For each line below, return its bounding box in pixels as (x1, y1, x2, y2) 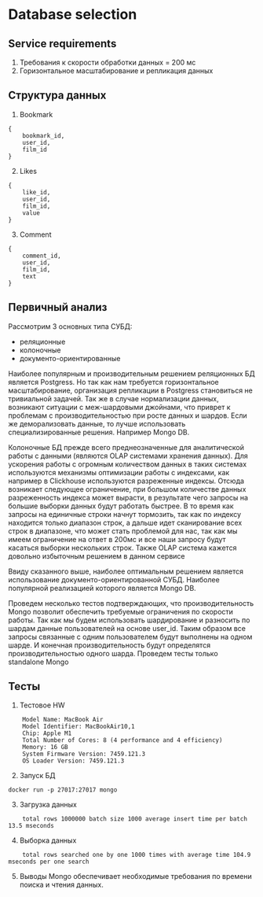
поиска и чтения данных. (19, 880, 104, 890)
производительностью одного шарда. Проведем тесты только (8, 648, 218, 658)
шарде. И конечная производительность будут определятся (8, 640, 210, 650)
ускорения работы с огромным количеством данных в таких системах (8, 459, 247, 469)
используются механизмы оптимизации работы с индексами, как (8, 467, 230, 477)
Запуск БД (19, 771, 56, 781)
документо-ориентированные (19, 353, 121, 363)
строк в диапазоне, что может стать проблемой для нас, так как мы (8, 526, 238, 536)
